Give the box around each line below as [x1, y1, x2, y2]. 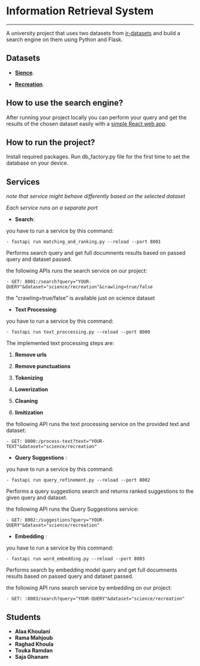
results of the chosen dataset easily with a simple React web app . [6, 120, 167, 127]
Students [6, 612, 41, 622]
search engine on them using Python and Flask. [6, 36, 123, 43]
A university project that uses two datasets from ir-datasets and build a [6, 29, 180, 36]
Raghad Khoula [14, 640, 54, 647]
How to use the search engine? [6, 98, 124, 108]
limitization [14, 409, 43, 416]
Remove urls [14, 351, 47, 359]
